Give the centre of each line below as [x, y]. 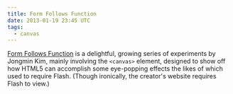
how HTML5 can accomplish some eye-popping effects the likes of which [115, 69]
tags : [15, 27]
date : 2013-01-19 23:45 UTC [49, 20]
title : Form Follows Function [52, 14]
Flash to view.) [28, 84]
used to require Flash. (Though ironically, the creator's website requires [112, 76]
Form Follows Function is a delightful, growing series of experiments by [112, 54]
